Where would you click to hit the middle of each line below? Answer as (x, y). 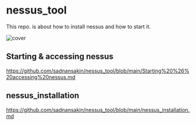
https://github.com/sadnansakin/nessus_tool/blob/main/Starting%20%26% (98, 71)
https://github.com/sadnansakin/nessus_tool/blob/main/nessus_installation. (98, 110)
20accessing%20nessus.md (41, 77)
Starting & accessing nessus (60, 57)
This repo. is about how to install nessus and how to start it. (79, 27)
